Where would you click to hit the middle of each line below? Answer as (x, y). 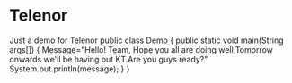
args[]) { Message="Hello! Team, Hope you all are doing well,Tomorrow (142, 49)
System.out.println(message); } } (70, 69)
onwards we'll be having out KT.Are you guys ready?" (109, 59)
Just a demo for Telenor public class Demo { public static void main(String (147, 40)
